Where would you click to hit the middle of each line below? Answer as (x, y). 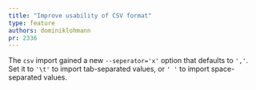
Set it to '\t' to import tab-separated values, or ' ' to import (109, 69)
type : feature (32, 23)
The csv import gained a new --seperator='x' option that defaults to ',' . (128, 61)
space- (223, 69)
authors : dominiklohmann (50, 30)
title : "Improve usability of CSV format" (80, 16)
